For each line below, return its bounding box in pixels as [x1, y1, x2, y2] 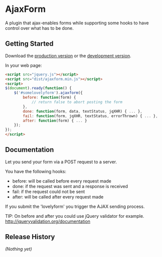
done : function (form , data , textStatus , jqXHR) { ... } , [23, 109, 142, 114]
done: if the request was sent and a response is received [12, 183, 128, 189]
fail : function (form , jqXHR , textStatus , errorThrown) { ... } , [23, 113, 158, 119]
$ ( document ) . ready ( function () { [5, 86, 72, 91]
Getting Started [5, 40, 54, 48]
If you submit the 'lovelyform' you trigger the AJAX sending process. [5, 203, 145, 209]
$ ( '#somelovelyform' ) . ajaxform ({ [14, 90, 83, 95]
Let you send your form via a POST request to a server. [5, 159, 117, 165]
